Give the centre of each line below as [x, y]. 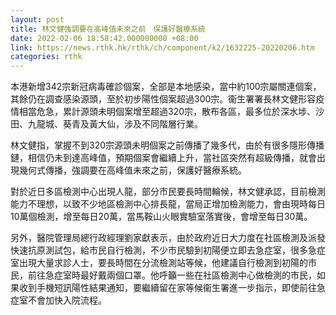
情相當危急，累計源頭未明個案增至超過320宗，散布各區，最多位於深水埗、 [163, 112]
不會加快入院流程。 [67, 300]
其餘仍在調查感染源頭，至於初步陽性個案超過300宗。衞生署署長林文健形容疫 [167, 99]
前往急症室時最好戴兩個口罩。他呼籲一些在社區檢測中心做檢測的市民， [172, 275]
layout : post [37, 19]
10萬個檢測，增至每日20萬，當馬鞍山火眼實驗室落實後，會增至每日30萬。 [161, 217]
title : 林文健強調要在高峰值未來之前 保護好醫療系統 [108, 29]
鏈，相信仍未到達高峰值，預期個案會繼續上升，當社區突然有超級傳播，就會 [163, 158]
